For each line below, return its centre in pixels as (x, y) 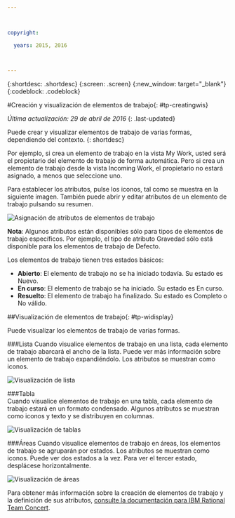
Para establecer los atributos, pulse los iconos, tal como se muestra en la (113, 190)
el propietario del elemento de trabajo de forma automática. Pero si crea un (116, 161)
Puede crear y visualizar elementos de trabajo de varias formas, (100, 132)
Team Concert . (29, 508)
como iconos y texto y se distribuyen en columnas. (81, 416)
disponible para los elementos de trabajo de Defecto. (84, 246)
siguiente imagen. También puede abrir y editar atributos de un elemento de (117, 197)
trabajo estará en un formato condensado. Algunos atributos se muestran (113, 409)
